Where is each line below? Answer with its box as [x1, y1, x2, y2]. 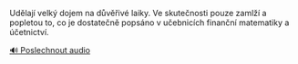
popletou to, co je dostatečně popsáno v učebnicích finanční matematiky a [9, 17, 290, 28]
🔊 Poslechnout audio [9, 45, 91, 55]
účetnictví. [9, 27, 49, 37]
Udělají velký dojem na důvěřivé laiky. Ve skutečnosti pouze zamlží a [9, 8, 267, 18]
